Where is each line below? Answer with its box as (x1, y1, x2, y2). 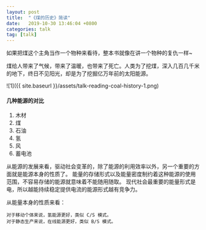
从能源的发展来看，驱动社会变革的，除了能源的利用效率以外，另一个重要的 (6, 163, 194, 170)
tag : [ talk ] (6, 32, 37, 38)
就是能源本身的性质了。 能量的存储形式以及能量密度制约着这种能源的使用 (11, 171, 196, 178)
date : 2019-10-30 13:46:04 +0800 (6, 20, 97, 26)
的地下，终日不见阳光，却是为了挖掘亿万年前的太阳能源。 (6, 70, 151, 77)
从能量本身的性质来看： (6, 199, 66, 206)
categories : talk (6, 26, 51, 32)
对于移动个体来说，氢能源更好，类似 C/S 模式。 (6, 212, 112, 218)
